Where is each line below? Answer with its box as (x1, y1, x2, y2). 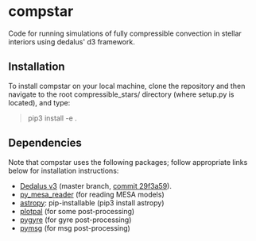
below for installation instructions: (8, 166, 119, 175)
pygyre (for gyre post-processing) (19, 215, 132, 224)
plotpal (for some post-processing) (19, 206, 135, 216)
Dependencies (8, 136, 82, 150)
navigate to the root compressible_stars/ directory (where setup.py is (8, 90, 235, 99)
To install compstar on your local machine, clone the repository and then (8, 81, 246, 90)
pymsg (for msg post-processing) (19, 223, 131, 232)
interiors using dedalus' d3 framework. (8, 36, 135, 46)
